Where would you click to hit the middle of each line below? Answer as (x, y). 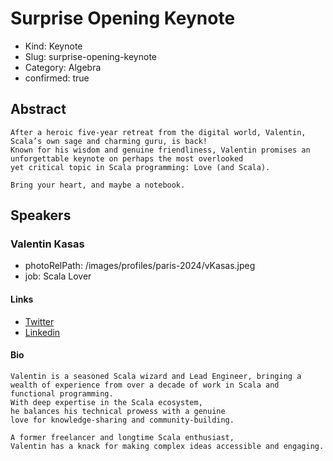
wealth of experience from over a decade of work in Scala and (145, 385)
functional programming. (62, 393)
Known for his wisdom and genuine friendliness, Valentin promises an (160, 150)
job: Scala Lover (58, 276)
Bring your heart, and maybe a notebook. (98, 185)
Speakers (41, 215)
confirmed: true (57, 78)
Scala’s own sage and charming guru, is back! (109, 141)
